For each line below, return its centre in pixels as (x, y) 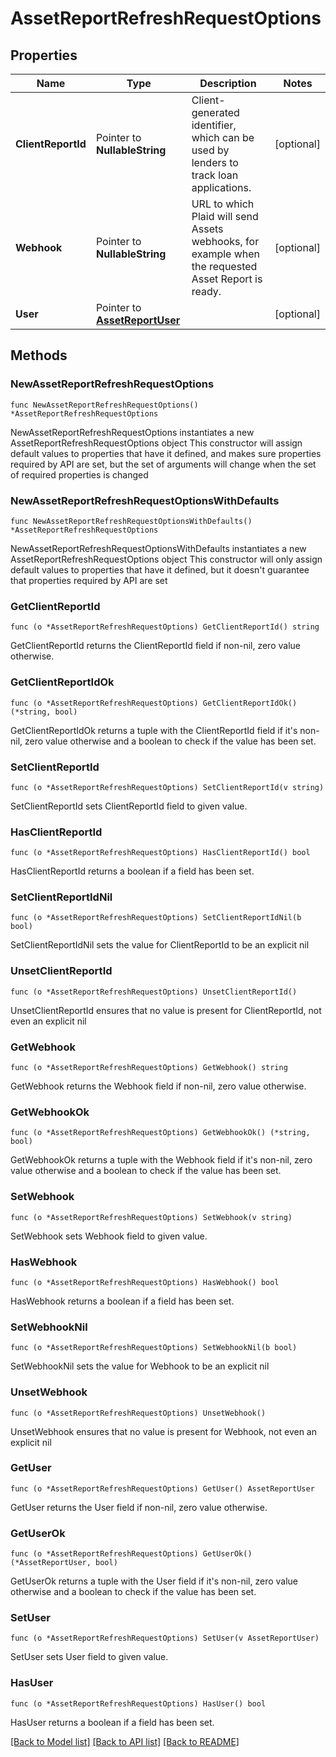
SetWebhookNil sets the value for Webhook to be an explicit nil (140, 1366)
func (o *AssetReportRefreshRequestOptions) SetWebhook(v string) (151, 1217)
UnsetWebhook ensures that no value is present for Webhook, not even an (164, 1431)
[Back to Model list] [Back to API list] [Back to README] (125, 1741)
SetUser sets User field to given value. (89, 1657)
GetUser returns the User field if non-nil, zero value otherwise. (139, 1507)
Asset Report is (227, 279)
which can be (223, 137)
